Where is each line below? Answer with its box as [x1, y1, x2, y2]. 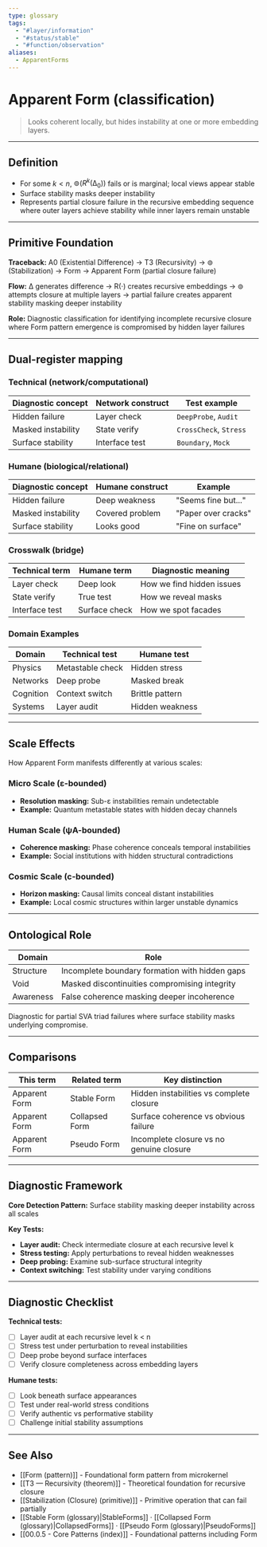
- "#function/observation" [15, 41, 105, 49]
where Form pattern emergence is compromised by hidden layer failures [8, 322, 245, 332]
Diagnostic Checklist [8, 1296, 114, 1309]
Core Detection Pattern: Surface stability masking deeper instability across [8, 1200, 256, 1210]
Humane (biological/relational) [8, 460, 130, 471]
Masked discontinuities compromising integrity [60, 978, 236, 989]
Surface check [78, 604, 133, 616]
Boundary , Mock [176, 436, 230, 447]
